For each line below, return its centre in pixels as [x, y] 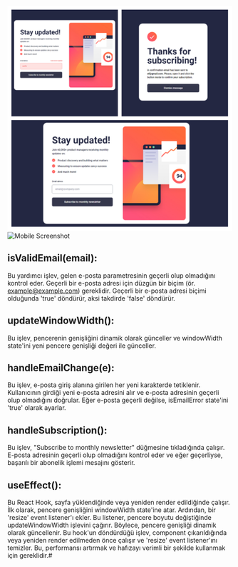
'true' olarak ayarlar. [37, 408]
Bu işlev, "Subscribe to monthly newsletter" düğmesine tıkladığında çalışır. [116, 448]
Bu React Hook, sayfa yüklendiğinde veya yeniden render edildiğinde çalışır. [119, 503]
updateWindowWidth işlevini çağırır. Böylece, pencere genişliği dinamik [112, 525]
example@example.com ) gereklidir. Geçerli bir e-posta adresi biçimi [107, 291]
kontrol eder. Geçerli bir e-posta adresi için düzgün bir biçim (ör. [102, 283]
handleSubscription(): [57, 430]
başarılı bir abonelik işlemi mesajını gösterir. [71, 463]
